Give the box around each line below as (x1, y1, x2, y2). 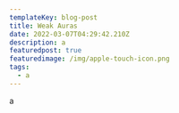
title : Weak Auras (9, 21, 78, 30)
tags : (9, 63, 30, 72)
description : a (9, 37, 66, 47)
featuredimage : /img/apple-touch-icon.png (9, 54, 170, 63)
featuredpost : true (9, 46, 82, 55)
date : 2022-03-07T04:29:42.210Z (9, 29, 130, 38)
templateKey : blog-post (9, 12, 98, 22)
